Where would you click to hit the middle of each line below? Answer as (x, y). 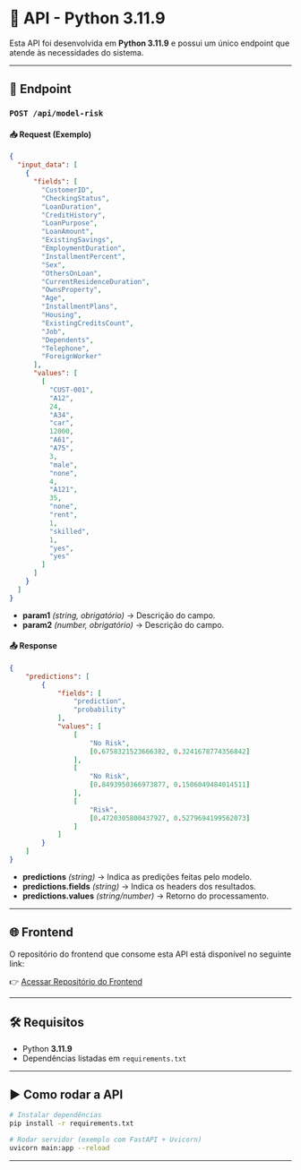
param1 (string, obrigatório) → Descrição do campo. (119, 615)
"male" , (63, 465)
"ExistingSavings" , (78, 240)
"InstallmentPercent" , (84, 256)
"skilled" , (69, 531)
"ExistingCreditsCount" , (88, 323)
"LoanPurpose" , (70, 223)
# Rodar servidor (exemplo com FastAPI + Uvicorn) (106, 1140)
